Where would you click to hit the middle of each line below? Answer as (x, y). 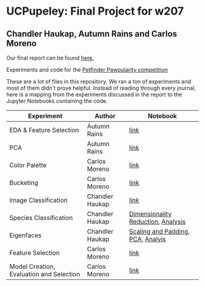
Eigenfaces (25, 235)
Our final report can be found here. (50, 58)
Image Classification (39, 200)
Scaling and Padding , (160, 231)
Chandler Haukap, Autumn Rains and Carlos (92, 34)
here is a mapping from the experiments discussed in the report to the (94, 95)
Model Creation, (32, 266)
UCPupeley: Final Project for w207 (95, 11)
